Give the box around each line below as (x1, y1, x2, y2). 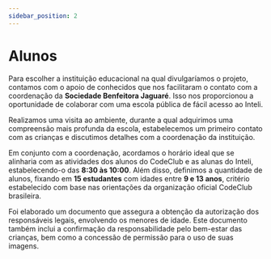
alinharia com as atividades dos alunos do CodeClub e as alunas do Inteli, (8, 156, 254, 166)
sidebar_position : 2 (8, 11, 78, 20)
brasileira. (8, 191, 42, 201)
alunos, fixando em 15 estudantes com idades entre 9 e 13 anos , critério (8, 173, 250, 183)
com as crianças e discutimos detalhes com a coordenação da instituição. (8, 132, 256, 142)
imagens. (8, 240, 39, 251)
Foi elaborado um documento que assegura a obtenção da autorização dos (8, 206, 260, 216)
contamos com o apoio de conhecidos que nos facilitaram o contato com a (8, 82, 258, 91)
